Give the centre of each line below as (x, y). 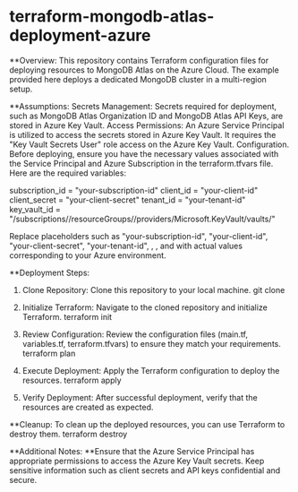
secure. (23, 479)
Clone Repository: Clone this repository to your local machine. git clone (153, 289)
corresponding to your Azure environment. (88, 255)
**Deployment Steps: (50, 272)
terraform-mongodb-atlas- (112, 17)
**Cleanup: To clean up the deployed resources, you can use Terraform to (147, 424)
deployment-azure (80, 35)
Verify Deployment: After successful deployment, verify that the (140, 397)
